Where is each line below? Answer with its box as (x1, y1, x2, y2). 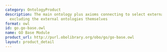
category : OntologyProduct (5, 7, 61, 12)
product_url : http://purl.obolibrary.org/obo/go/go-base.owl (5, 35, 135, 40)
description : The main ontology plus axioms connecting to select (5, 12, 146, 17)
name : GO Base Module (5, 30, 50, 35)
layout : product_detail (5, 40, 55, 45)
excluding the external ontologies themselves (9, 16, 108, 21)
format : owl (5, 21, 30, 26)
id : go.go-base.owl (5, 26, 46, 31)
